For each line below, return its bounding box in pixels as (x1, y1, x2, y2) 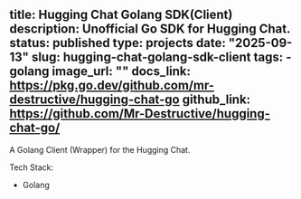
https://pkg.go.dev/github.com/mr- (9, 78, 215, 93)
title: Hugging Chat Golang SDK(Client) (9, 7, 233, 23)
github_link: (182, 92, 251, 108)
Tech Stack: (9, 162, 54, 173)
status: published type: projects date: (9, 35, 226, 51)
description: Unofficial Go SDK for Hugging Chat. (9, 22, 291, 37)
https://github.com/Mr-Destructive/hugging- (9, 106, 271, 121)
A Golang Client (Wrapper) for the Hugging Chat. (9, 144, 191, 155)
